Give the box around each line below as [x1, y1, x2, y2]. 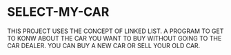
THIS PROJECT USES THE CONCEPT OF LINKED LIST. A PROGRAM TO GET [7, 27, 224, 35]
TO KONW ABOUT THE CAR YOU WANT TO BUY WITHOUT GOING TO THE [7, 34, 222, 42]
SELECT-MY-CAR [7, 4, 110, 20]
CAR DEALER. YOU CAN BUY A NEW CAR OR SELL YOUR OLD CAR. [7, 41, 201, 49]
